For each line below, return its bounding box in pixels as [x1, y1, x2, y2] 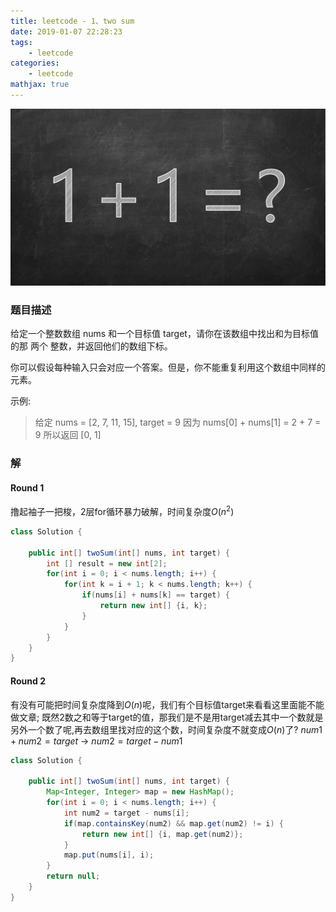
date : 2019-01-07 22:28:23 [10, 26, 123, 37]
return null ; [46, 871, 101, 882]
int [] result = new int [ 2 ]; [46, 558, 168, 569]
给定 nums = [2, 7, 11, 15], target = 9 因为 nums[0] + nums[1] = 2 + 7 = [34, 416, 322, 429]
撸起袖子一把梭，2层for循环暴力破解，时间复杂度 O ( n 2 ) [10, 504, 235, 517]
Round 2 [10, 675, 46, 687]
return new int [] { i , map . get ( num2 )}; [81, 829, 244, 839]
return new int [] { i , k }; [99, 601, 208, 611]
